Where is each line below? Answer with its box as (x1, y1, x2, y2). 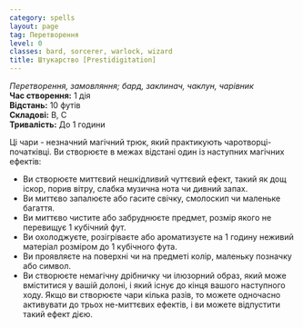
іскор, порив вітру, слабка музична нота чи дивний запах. (22, 184, 248, 194)
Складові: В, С (9, 110, 67, 120)
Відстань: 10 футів (9, 100, 81, 110)
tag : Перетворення (9, 30, 79, 39)
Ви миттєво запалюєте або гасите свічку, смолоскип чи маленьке (22, 193, 281, 204)
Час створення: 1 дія (9, 90, 91, 101)
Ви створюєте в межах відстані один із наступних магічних (53, 146, 285, 157)
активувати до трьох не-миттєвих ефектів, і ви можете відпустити (22, 299, 280, 310)
